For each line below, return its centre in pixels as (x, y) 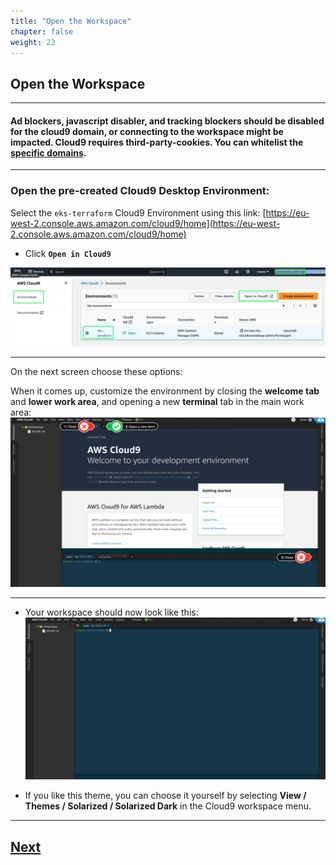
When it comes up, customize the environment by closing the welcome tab (165, 391)
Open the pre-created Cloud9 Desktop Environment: (140, 191)
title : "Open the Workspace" (71, 21)
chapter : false (42, 31)
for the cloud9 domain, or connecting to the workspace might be (147, 131)
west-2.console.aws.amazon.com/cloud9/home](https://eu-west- (145, 223)
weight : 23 (33, 42)
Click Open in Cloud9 (68, 253)
